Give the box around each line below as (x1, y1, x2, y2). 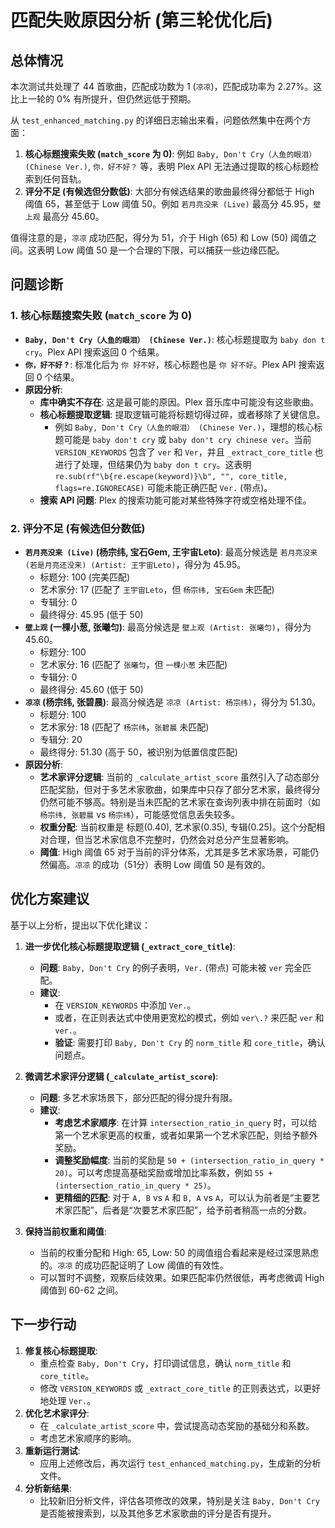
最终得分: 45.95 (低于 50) (39, 608, 144, 620)
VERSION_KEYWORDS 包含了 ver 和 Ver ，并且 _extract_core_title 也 (54, 446, 324, 458)
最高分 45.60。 (42, 211, 105, 222)
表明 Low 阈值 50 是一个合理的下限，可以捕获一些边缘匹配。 (36, 244, 285, 256)
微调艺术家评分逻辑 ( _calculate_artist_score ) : (24, 1070, 219, 1082)
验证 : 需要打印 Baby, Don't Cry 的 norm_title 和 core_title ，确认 (54, 1036, 326, 1048)
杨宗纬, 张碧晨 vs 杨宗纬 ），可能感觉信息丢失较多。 (39, 808, 241, 820)
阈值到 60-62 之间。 (39, 1284, 124, 1296)
